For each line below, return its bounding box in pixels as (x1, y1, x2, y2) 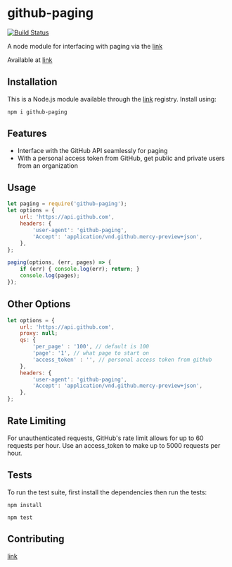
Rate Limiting (7, 415, 66, 427)
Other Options (7, 298, 71, 310)
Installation (7, 76, 58, 88)
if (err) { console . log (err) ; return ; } (20, 266, 140, 273)
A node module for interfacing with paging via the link (7, 42, 163, 50)
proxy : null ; (20, 330, 58, 337)
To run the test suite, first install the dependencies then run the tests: (7, 488, 207, 496)
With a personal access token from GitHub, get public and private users (17, 154, 225, 162)
